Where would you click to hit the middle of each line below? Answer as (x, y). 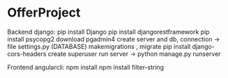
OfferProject (44, 13)
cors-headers (27, 54)
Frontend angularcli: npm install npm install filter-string (86, 67)
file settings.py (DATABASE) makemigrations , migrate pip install (99, 46)
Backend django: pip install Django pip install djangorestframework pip (109, 32)
